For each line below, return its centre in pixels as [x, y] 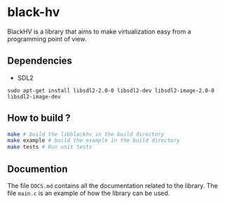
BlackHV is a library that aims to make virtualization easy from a [99, 31]
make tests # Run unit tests [50, 147]
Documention [37, 169]
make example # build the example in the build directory [94, 140]
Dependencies [40, 61]
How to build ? [39, 118]
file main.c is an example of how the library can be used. [89, 193]
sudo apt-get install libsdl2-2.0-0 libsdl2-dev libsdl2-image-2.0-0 [111, 90]
